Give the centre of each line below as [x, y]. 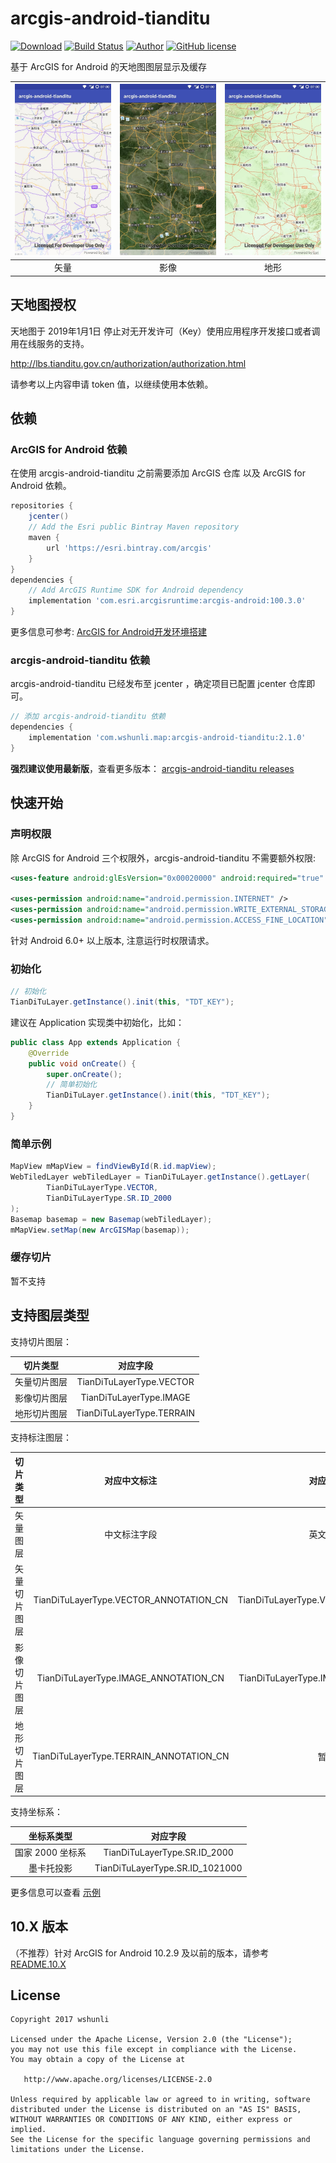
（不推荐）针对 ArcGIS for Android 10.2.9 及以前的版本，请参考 [140, 1953]
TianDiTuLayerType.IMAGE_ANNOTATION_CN [130, 1678]
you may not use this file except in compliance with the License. [154, 2050]
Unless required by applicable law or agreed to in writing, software [160, 2100]
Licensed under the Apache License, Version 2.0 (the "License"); [151, 2040]
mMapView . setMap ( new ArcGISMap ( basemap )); [100, 1230]
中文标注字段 [131, 1534]
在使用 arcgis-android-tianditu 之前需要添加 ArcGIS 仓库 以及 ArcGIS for [158, 473]
